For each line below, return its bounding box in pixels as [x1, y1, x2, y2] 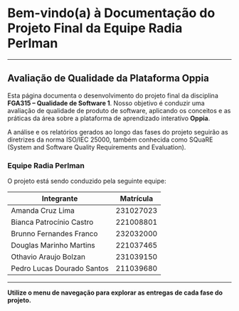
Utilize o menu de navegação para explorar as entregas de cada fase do [7, 288, 223, 297]
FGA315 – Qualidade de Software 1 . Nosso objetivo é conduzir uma [7, 98, 205, 107]
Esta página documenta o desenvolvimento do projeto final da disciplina [7, 91, 218, 100]
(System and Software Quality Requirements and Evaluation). [7, 142, 186, 151]
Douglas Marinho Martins [11, 241, 96, 251]
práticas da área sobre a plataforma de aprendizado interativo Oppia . [7, 114, 211, 122]
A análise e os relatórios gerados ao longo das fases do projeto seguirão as [7, 127, 229, 136]
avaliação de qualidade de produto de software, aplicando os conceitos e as [7, 106, 231, 115]
